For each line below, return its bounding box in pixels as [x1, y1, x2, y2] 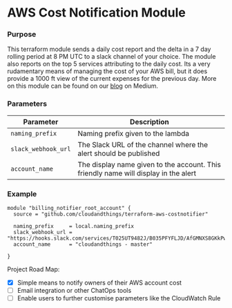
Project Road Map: [7, 265, 60, 273]
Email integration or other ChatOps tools [17, 287, 132, 295]
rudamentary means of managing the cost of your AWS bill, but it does [7, 67, 208, 75]
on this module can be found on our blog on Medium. [7, 81, 159, 90]
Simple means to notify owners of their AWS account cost [17, 278, 182, 287]
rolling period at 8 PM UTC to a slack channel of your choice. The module [7, 52, 216, 61]
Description [130, 117, 169, 126]
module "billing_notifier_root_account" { [7, 205, 131, 212]
